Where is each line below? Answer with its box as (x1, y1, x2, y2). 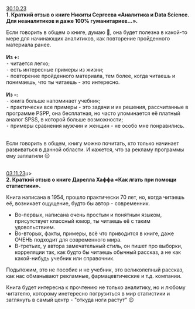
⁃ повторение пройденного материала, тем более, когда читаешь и (6, 73, 176, 79)
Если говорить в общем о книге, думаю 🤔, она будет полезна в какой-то (6, 29, 187, 36)
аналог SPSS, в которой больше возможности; (6, 116, 124, 123)
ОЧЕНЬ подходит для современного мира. (14, 236, 122, 243)
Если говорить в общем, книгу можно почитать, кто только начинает (6, 140, 179, 147)
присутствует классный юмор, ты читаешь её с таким (14, 218, 150, 225)
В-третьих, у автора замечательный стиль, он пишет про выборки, (14, 243, 183, 249)
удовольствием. (14, 224, 56, 230)
